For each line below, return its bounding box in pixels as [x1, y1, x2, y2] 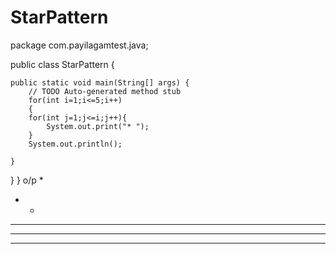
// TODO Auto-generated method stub [28, 86, 182, 96]
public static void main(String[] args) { [10, 77, 190, 88]
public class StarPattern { [10, 58, 115, 70]
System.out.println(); [28, 139, 123, 149]
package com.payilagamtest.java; [10, 39, 149, 51]
